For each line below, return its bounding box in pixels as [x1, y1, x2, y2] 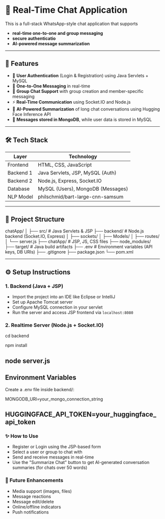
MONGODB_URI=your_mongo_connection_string [5, 396, 103, 402]
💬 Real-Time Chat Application [5, 4, 128, 16]
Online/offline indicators [12, 504, 61, 510]
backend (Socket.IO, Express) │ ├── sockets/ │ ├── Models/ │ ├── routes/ [5, 233, 160, 239]
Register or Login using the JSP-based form [12, 444, 102, 450]
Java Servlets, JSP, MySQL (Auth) [37, 169, 117, 176]
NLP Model [7, 193, 33, 200]
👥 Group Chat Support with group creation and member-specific [12, 88, 144, 94]
